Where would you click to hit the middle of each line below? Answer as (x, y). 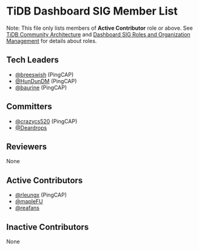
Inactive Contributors (48, 227)
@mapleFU (29, 201)
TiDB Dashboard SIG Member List (92, 11)
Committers (29, 106)
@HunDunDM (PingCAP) (46, 81)
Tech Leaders (33, 60)
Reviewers (27, 147)
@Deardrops (31, 127)
